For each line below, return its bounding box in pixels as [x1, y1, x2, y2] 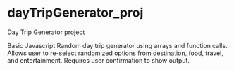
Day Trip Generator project [7, 28, 85, 36]
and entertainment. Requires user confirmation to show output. [7, 56, 190, 64]
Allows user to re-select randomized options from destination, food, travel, [7, 49, 224, 57]
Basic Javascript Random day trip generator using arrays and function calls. [7, 41, 228, 49]
